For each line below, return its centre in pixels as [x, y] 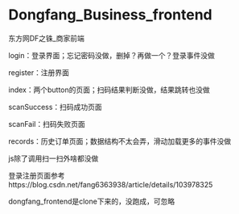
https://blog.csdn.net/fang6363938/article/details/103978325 [111, 184]
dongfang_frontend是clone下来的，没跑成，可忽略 [92, 201]
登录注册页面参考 [37, 175]
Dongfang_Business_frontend [111, 15]
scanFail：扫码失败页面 [47, 124]
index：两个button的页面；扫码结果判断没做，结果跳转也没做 [109, 90]
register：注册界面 [39, 72]
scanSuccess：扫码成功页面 [55, 107]
